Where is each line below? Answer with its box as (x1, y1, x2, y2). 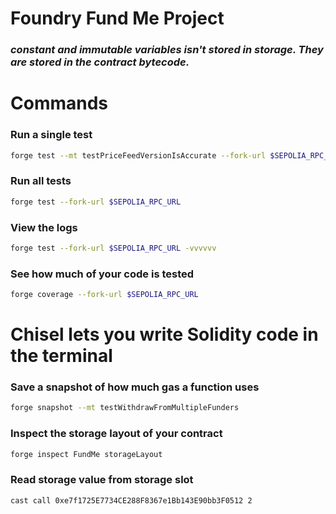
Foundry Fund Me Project (10, 7, 225, 30)
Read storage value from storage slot (10, 473, 194, 487)
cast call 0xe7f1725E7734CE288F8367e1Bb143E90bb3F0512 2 (10, 495, 253, 506)
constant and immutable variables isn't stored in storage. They (10, 43, 324, 57)
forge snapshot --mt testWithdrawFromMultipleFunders (10, 403, 240, 413)
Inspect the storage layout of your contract (10, 427, 223, 441)
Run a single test (10, 128, 93, 142)
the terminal (10, 345, 113, 367)
